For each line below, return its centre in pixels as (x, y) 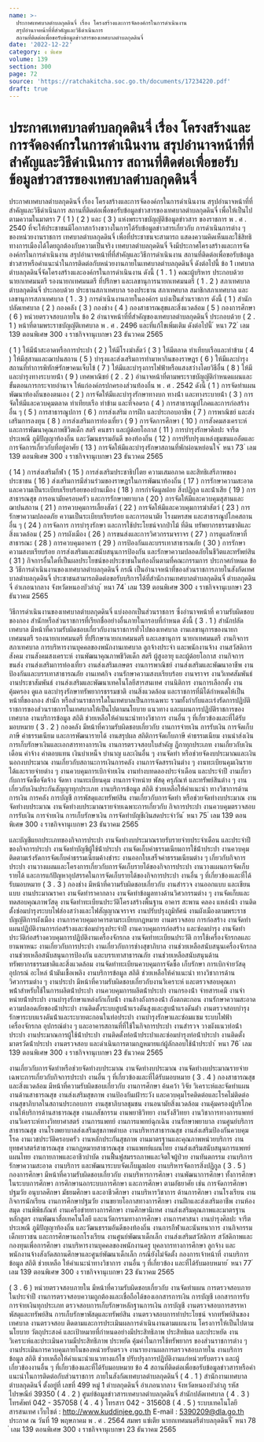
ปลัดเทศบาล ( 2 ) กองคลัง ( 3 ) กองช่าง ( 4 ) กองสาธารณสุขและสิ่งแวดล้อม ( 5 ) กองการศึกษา (132, 308)
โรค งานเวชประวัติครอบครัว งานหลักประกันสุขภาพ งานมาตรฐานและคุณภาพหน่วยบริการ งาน (126, 1139)
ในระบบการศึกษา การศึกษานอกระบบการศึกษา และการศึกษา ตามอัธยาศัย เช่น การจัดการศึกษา (128, 1183)
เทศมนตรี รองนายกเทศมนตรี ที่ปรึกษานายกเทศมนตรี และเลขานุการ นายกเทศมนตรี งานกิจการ (129, 638)
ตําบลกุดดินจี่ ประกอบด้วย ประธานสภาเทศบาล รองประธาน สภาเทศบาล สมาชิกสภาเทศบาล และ (128, 290)
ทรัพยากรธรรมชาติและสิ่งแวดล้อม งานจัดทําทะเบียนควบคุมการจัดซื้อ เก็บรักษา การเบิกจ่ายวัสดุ (127, 964)
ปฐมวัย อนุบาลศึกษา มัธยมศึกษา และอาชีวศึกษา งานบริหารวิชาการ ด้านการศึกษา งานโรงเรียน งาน (132, 1192)
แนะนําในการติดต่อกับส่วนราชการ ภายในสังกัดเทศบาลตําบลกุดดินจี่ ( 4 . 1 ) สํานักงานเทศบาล (128, 1376)
